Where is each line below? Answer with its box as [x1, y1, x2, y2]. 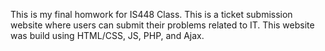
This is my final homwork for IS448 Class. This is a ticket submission [10, 9, 293, 20]
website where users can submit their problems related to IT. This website [10, 19, 315, 31]
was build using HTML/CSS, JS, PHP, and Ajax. [10, 30, 205, 41]
